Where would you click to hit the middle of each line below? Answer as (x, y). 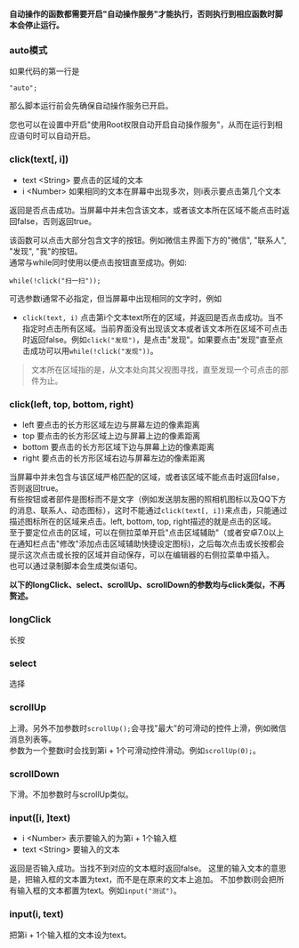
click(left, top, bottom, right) (72, 404)
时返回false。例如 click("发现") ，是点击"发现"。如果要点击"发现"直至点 (152, 339)
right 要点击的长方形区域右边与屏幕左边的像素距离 (113, 458)
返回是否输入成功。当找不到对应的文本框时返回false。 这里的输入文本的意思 (148, 868)
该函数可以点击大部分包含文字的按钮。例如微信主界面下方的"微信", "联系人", (148, 240)
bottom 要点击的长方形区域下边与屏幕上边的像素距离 (118, 446)
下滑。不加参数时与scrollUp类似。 (71, 794)
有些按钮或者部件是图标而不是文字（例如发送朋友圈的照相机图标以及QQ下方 (148, 499)
